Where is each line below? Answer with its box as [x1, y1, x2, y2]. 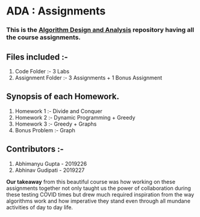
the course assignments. [6, 33, 81, 41]
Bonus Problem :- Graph [14, 126, 75, 133]
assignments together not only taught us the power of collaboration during [6, 185, 192, 192]
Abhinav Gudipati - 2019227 [14, 167, 85, 174]
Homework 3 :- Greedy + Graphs [14, 120, 97, 127]
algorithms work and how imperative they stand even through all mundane [6, 197, 191, 204]
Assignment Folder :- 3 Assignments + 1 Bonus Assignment [14, 74, 163, 81]
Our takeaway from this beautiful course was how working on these [6, 178, 176, 185]
